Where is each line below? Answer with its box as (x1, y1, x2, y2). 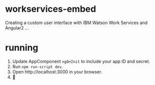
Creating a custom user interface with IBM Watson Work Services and (5, 20, 148, 26)
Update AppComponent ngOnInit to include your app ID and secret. (12, 58, 150, 64)
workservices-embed (5, 3, 97, 15)
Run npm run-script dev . (12, 63, 63, 69)
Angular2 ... (5, 25, 29, 30)
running (5, 42, 39, 54)
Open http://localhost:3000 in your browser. (12, 69, 103, 75)
